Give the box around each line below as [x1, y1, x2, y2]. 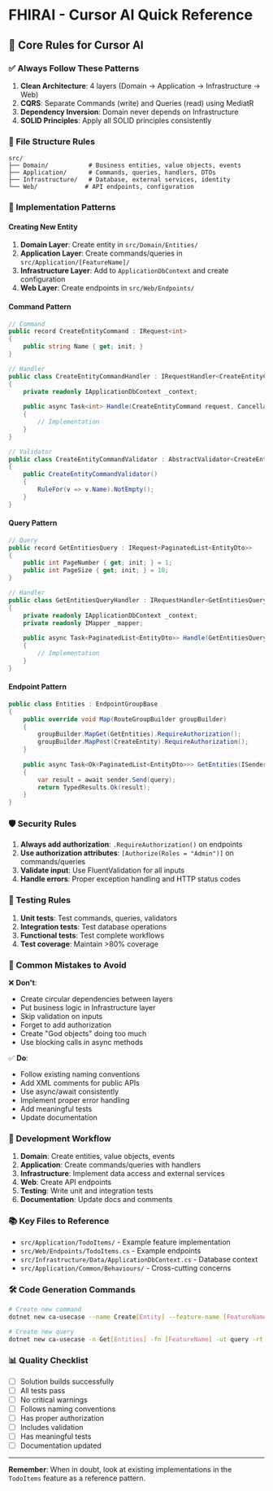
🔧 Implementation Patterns [8, 202, 116, 213]
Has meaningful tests [19, 1432, 92, 1441]
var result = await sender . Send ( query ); [37, 776, 176, 784]
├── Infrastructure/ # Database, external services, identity [8, 176, 231, 184]
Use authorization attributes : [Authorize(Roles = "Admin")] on [19, 848, 234, 858]
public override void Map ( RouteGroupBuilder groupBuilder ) [23, 715, 227, 724]
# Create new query [8, 1327, 75, 1336]
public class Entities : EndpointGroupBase [8, 700, 158, 708]
